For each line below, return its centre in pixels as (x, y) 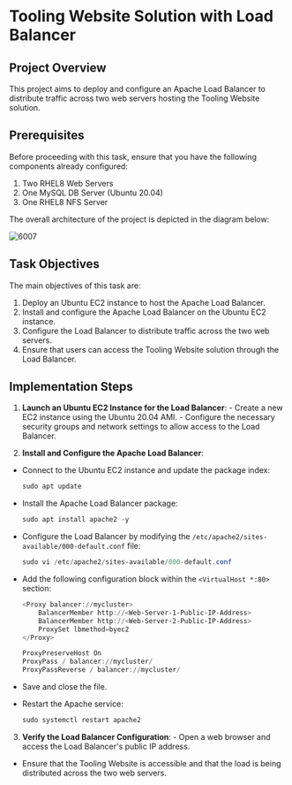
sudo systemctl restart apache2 (81, 720)
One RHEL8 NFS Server (65, 202)
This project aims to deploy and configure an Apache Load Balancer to (138, 89)
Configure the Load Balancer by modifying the (106, 537)
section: (37, 589)
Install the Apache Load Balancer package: (100, 503)
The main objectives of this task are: (75, 286)
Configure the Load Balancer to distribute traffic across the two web (146, 331)
